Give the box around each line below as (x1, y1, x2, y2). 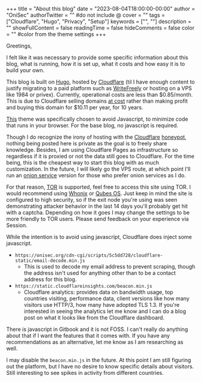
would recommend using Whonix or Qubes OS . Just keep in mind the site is (6, 190, 193, 197)
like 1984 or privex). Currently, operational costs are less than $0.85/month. (6, 91, 193, 98)
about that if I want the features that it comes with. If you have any (6, 332, 170, 339)
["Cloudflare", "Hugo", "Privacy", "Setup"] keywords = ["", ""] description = (6, 18, 192, 25)
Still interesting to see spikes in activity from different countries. (6, 369, 164, 376)
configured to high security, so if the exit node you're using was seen (6, 196, 178, 203)
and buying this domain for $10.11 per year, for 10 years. (6, 104, 143, 111)
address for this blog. (23, 276, 77, 283)
